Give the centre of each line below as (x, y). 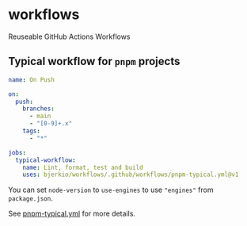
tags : (32, 131)
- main (40, 117)
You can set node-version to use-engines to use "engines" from (111, 190)
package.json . (30, 198)
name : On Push (32, 80)
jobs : (17, 152)
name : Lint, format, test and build (83, 167)
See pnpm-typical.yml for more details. (72, 214)
